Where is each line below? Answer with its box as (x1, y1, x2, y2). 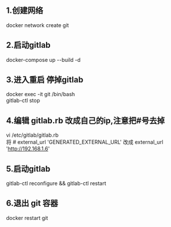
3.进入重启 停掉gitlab (6, 75, 84, 85)
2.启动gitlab (6, 40, 51, 50)
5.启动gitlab (6, 164, 51, 174)
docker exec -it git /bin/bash (6, 91, 75, 98)
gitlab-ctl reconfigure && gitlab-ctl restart (6, 180, 107, 187)
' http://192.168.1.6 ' (6, 145, 50, 152)
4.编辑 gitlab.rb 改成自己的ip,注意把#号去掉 (6, 116, 165, 126)
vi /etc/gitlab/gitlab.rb (6, 131, 59, 139)
